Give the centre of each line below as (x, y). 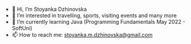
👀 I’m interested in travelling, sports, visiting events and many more (94, 15)
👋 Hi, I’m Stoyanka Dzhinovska (49, 9)
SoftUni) (22, 28)
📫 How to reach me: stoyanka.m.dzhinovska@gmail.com (82, 35)
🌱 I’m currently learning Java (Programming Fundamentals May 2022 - (98, 22)
